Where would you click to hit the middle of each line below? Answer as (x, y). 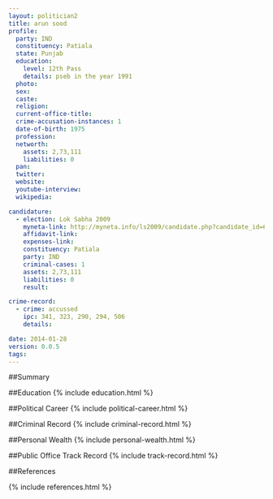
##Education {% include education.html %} (81, 393)
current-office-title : (54, 114)
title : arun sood (38, 24)
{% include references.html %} (60, 487)
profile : (23, 31)
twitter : (30, 174)
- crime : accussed (47, 309)
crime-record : (32, 302)
